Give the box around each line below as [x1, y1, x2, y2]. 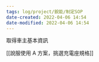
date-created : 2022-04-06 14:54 [6, 14, 86, 20]
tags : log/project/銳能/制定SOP [6, 8, 83, 15]
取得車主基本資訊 [6, 37, 48, 44]
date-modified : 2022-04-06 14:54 [6, 20, 89, 26]
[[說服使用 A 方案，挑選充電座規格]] [6, 49, 94, 57]
